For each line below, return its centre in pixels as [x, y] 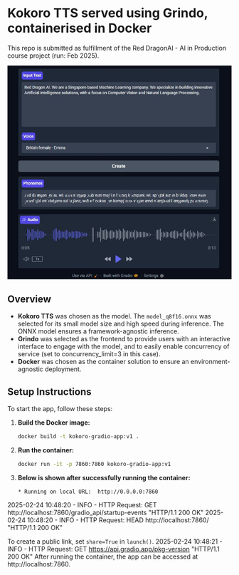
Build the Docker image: [54, 423]
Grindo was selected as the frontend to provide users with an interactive [124, 339]
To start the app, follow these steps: [60, 409]
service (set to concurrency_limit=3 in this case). [89, 354]
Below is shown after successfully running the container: [104, 477]
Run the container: [46, 450]
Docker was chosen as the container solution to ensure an [103, 362]
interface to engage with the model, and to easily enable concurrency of [123, 346]
